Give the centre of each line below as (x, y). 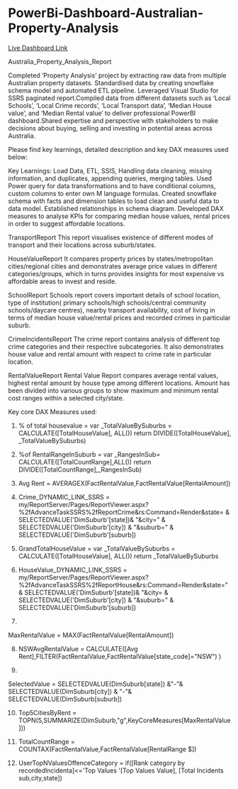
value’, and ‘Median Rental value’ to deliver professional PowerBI (102, 113)
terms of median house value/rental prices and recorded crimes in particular (119, 317)
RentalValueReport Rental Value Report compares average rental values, (113, 375)
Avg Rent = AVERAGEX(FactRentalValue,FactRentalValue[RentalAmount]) (124, 483)
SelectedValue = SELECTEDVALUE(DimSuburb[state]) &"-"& (96, 684)
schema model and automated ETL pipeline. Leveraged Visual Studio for (113, 90)
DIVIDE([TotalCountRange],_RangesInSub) (80, 469)
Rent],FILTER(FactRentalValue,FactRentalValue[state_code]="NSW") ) (120, 656)
